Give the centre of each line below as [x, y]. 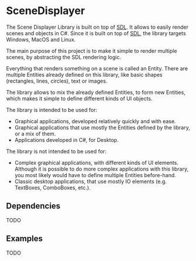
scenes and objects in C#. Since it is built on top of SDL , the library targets [96, 33]
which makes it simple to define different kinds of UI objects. [79, 99]
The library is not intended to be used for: [56, 151]
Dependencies [33, 206]
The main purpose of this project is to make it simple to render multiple [92, 50]
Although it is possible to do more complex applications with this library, [102, 169]
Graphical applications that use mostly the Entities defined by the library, [102, 127]
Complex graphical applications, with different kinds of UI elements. [97, 162]
